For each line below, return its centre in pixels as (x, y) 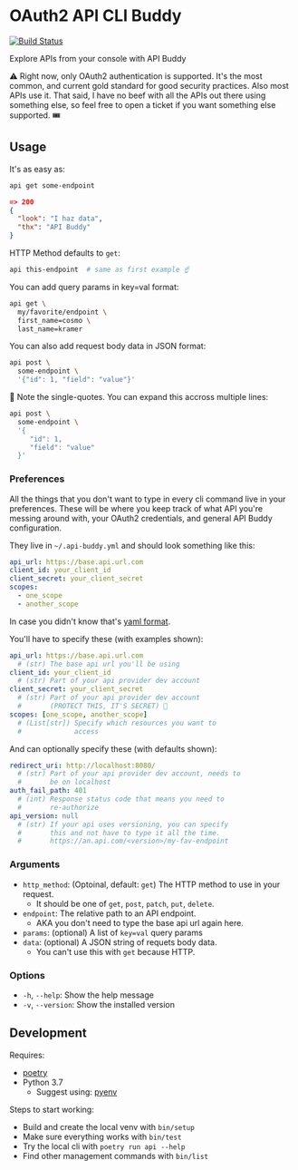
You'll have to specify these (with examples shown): (106, 639)
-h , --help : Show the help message (88, 995)
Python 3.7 (43, 1082)
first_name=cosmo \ (54, 320)
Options (27, 975)
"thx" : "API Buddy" (54, 228)
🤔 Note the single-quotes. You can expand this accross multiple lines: (139, 397)
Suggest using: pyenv (77, 1092)
